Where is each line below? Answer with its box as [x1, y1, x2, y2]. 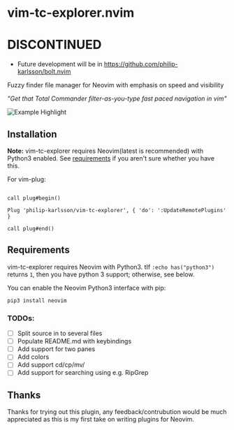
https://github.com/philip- [103, 60, 178, 68]
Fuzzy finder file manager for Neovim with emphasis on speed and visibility [7, 81, 224, 89]
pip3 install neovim [7, 297, 68, 304]
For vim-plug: [7, 175, 47, 183]
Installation [7, 128, 57, 140]
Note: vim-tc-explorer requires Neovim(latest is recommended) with [7, 147, 204, 155]
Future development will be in [17, 60, 103, 68]
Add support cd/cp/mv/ [17, 361, 85, 369]
